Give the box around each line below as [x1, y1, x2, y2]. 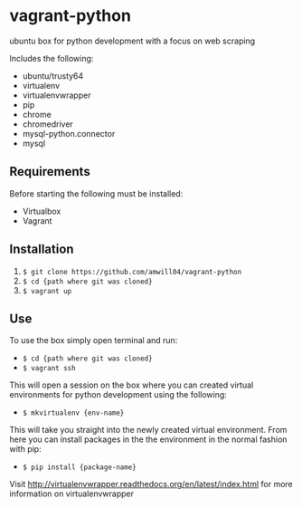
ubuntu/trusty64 [22, 70, 84, 81]
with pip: [9, 444, 42, 455]
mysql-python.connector [22, 128, 116, 139]
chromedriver [22, 119, 74, 129]
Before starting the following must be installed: [9, 187, 184, 199]
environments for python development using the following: [9, 389, 228, 400]
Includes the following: [9, 53, 94, 63]
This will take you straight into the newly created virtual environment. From [9, 425, 288, 436]
